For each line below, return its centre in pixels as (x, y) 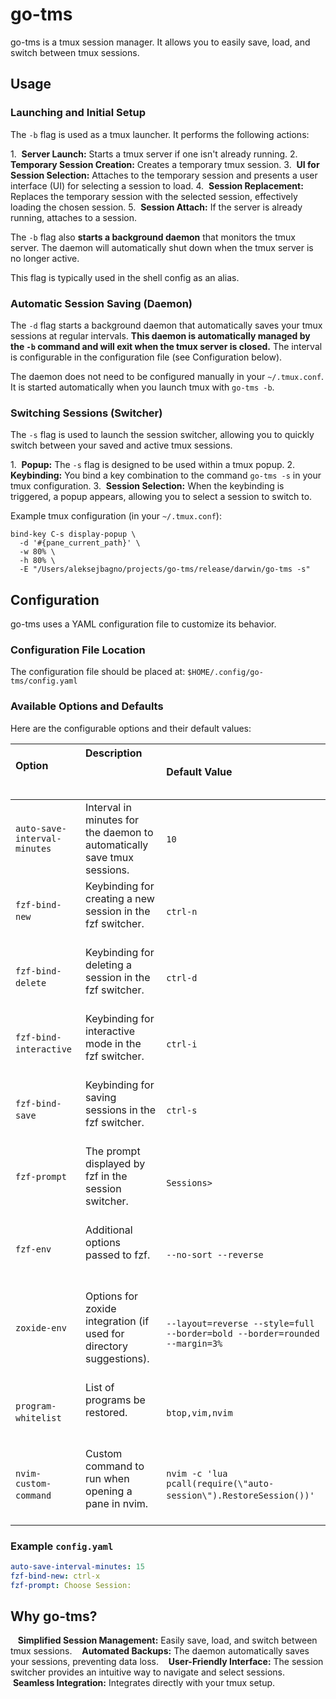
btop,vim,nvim (199, 1412)
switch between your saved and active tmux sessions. (121, 445)
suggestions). (117, 1358)
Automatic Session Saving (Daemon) (101, 303)
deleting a (109, 965)
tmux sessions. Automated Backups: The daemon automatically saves (160, 1651)
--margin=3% (194, 1343)
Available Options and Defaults (87, 706)
